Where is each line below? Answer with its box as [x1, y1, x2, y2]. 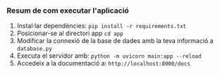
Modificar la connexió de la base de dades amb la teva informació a [16, 37, 214, 45]
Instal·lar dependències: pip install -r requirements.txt [16, 22, 187, 30]
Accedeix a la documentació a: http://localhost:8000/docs [16, 59, 191, 68]
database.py [16, 45, 52, 53]
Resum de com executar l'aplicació [6, 6, 130, 16]
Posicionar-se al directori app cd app [16, 29, 124, 37]
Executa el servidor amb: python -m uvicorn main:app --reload [16, 51, 202, 60]
